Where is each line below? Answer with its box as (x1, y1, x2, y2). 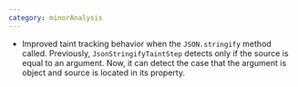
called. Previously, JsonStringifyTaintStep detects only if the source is (21, 47, 289, 59)
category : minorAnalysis (8, 13, 103, 23)
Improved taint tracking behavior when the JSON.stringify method (21, 38, 272, 49)
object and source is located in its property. (21, 67, 186, 78)
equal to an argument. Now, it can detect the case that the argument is (21, 57, 287, 68)
